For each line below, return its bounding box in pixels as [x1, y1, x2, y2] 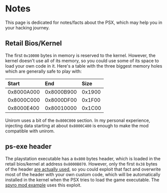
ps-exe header [5, 142, 52, 151]
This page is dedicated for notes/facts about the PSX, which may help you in [5, 19, 163, 25]
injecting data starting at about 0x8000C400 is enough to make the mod [5, 122, 149, 128]
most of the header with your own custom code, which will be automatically [5, 171, 161, 177]
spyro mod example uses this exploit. [5, 182, 82, 188]
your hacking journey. [5, 24, 50, 30]
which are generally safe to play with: [5, 68, 82, 74]
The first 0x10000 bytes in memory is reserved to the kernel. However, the [5, 52, 156, 58]
